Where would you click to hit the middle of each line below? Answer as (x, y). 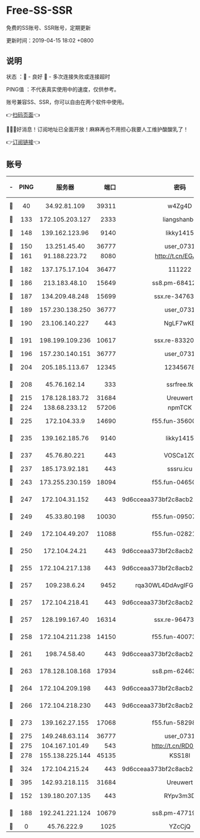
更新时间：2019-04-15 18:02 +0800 (50, 40)
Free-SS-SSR (39, 10)
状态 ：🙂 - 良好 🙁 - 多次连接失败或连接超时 (58, 76)
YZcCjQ (180, 826)
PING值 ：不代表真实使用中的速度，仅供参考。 (63, 89)
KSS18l (180, 755)
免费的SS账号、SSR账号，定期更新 (49, 27)
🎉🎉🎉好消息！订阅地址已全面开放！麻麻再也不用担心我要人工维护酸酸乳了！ (97, 129)
